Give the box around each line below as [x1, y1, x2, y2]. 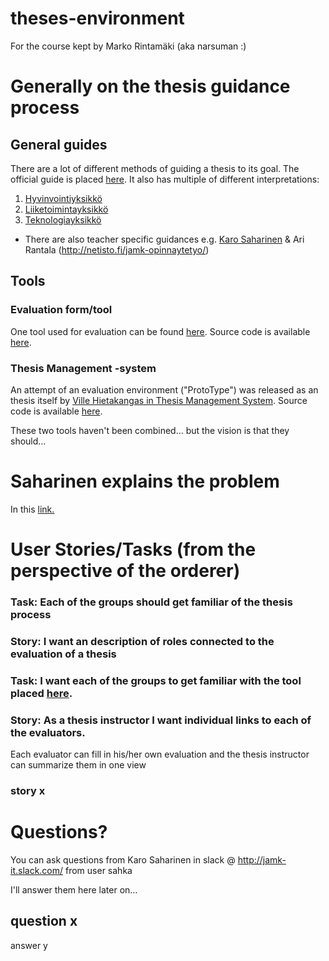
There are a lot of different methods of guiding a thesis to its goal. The [10, 162, 300, 174]
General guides [10, 136, 108, 153]
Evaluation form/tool [10, 303, 113, 317]
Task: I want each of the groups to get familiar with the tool [10, 673, 302, 687]
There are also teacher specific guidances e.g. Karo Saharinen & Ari [24, 233, 305, 245]
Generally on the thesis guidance [10, 75, 291, 98]
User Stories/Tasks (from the [10, 538, 257, 561]
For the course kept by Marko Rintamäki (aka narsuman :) [10, 40, 247, 52]
